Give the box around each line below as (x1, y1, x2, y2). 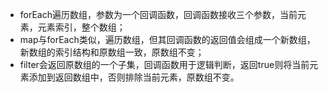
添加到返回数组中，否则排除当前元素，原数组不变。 (28, 71, 240, 83)
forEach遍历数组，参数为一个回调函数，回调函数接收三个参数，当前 (19, 9, 298, 20)
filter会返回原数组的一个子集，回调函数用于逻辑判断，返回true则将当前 (19, 59, 310, 70)
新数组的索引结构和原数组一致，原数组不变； (19, 46, 205, 58)
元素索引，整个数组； (37, 21, 126, 33)
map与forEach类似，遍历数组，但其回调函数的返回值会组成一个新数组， (19, 34, 316, 45)
